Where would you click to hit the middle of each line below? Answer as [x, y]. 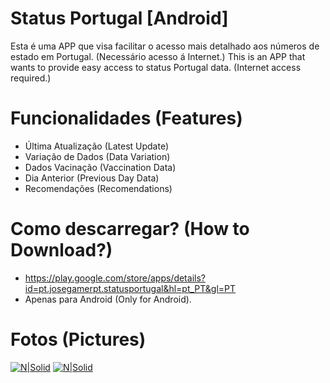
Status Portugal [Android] [119, 18]
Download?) [61, 250]
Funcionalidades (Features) [126, 118]
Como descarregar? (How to [130, 229]
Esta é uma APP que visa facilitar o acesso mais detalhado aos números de [165, 46]
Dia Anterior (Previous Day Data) [92, 178]
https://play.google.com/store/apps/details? [115, 278]
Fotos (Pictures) [78, 339]
